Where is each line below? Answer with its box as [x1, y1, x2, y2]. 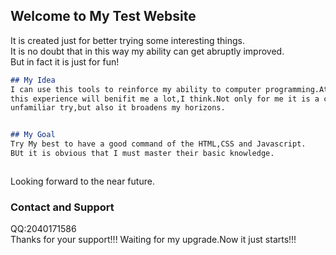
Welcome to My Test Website [10, 8, 197, 25]
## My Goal [10, 130, 56, 140]
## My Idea [10, 75, 56, 85]
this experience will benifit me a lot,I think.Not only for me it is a [10, 94, 320, 104]
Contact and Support [10, 200, 115, 214]
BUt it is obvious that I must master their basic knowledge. [10, 149, 275, 159]
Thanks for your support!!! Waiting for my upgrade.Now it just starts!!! [10, 234, 297, 246]
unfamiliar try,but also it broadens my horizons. [10, 103, 226, 113]
